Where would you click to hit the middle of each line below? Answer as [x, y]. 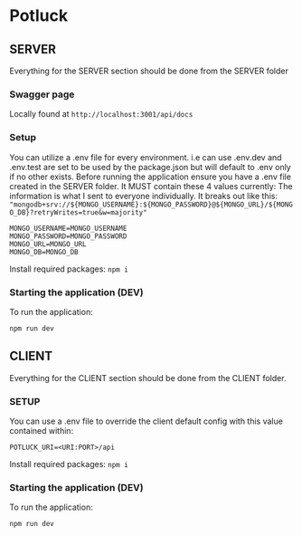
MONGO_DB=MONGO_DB [44, 252]
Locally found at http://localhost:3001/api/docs [101, 114]
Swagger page [42, 94]
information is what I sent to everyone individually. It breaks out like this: [144, 196]
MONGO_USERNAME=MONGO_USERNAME [68, 228]
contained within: [42, 431]
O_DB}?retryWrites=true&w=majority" [78, 212]
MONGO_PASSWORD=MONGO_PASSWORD [68, 236]
